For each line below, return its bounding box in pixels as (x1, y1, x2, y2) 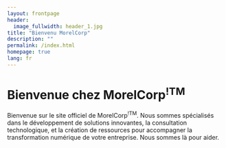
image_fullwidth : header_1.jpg (13, 23, 103, 30)
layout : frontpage (7, 10, 60, 17)
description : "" (7, 36, 54, 43)
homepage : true (7, 49, 51, 56)
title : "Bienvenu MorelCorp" (7, 29, 91, 36)
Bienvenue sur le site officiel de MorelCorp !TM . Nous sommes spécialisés (7, 110, 214, 119)
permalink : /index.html (7, 42, 76, 49)
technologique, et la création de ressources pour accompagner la (7, 125, 192, 134)
